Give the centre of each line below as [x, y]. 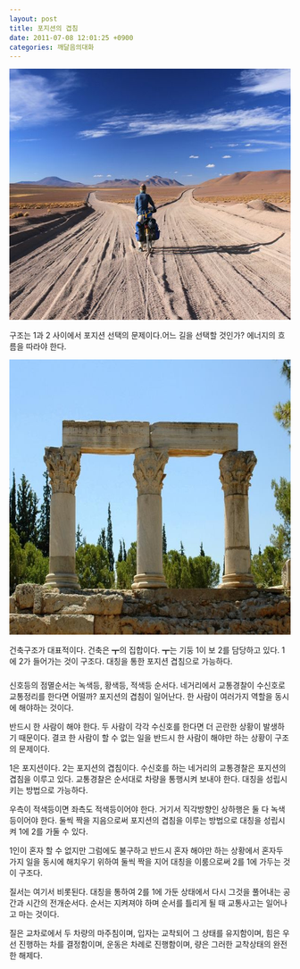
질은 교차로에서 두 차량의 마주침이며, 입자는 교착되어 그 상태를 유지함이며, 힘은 [145, 933]
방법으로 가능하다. [57, 790]
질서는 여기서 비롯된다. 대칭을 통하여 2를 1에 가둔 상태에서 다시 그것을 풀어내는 [145, 892]
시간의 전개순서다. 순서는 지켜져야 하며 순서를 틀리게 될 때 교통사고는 [145, 903]
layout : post [33, 19]
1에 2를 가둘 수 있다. [53, 831]
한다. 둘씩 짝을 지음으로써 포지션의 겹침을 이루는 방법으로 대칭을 [150, 821]
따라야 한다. [46, 347]
